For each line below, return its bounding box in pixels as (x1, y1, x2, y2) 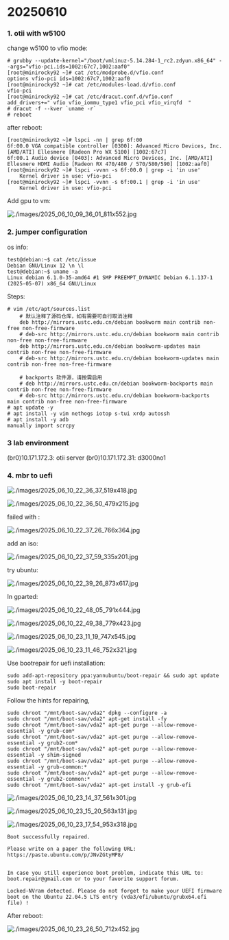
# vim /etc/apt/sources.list (7, 305, 91, 312)
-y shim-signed (37, 752, 81, 759)
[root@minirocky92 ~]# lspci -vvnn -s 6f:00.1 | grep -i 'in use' (7, 179, 201, 186)
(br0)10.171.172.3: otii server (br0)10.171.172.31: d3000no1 (7, 454, 166, 462)
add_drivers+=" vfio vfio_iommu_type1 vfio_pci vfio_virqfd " (7, 99, 192, 106)
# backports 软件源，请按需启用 (19, 374, 103, 381)
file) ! (7, 900, 29, 906)
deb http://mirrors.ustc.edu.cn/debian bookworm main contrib (19, 318, 201, 326)
